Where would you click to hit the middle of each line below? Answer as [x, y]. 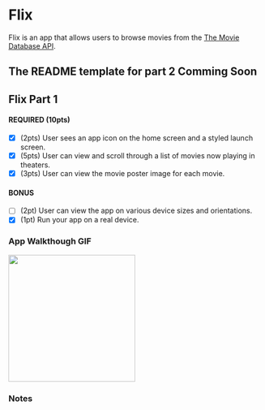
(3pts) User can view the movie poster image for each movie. [122, 174]
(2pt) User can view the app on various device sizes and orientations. [136, 211]
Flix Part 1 [33, 99]
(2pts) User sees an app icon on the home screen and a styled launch [137, 138]
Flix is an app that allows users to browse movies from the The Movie [124, 37]
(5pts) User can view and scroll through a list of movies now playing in [137, 155]
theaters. [35, 165]
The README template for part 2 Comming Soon [133, 72]
